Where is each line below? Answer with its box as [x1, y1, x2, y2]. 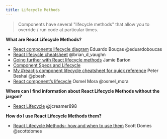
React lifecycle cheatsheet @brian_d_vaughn [13, 51, 106, 57]
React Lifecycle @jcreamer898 [13, 103, 77, 109]
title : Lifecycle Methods [6, 7, 60, 13]
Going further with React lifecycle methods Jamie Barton [13, 56, 131, 63]
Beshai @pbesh [13, 73, 46, 79]
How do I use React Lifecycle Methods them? [6, 113, 102, 119]
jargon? [6, 93, 22, 99]
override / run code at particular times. [18, 26, 99, 33]
